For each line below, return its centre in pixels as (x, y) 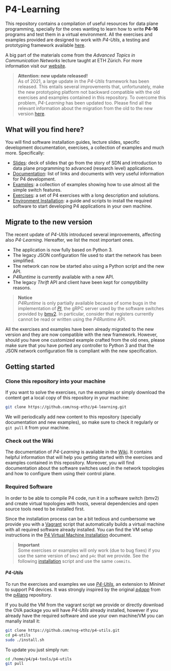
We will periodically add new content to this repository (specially (73, 417)
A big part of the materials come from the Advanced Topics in (70, 55)
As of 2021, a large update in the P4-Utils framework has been (83, 81)
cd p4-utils (18, 635)
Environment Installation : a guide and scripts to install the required (82, 200)
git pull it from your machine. (38, 428)
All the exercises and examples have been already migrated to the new (80, 329)
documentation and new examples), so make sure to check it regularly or (82, 422)
